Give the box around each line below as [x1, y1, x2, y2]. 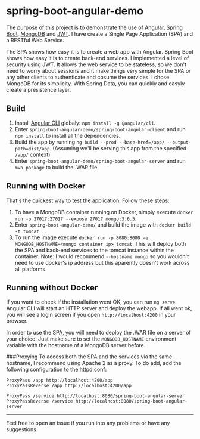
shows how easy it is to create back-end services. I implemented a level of [6, 54, 189, 61]
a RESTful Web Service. [6, 36, 64, 44]
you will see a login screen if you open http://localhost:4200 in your [6, 311, 176, 319]
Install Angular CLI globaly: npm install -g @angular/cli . [14, 119, 156, 126]
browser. [6, 317, 28, 324]
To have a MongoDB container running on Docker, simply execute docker [14, 208, 193, 215]
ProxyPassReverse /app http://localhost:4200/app [6, 383, 132, 389]
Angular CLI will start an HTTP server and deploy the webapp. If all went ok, [6, 305, 192, 312]
